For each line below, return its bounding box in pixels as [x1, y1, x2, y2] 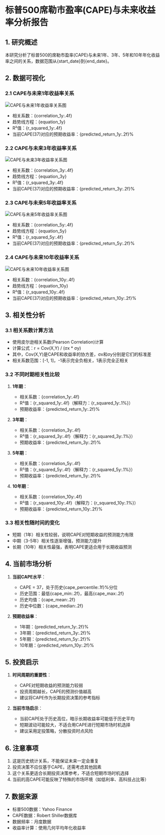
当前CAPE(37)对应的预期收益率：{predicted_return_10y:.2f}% [12, 295, 136, 301]
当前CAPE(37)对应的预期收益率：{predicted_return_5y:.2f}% [12, 240, 135, 247]
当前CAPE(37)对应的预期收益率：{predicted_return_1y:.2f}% [12, 131, 134, 137]
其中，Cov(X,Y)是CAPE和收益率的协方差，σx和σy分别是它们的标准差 [12, 351, 152, 358]
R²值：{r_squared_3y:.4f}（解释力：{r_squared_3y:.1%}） [19, 433, 135, 439]
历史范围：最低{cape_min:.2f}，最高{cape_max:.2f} [19, 590, 124, 596]
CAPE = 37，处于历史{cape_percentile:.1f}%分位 [19, 584, 118, 590]
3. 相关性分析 [5, 311, 45, 319]
